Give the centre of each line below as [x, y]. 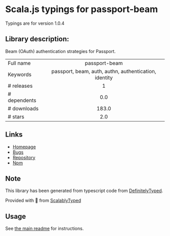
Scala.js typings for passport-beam [82, 9]
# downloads [23, 108]
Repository [24, 157]
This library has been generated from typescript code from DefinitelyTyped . [84, 191]
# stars [16, 116]
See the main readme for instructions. [45, 228]
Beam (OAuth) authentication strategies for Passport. [60, 51]
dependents [22, 100]
